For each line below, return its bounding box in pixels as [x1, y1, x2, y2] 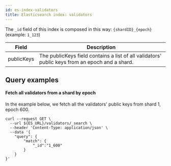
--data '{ [10, 130, 31, 135]
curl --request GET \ [5, 116, 51, 122]
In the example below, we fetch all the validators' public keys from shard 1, [5, 101, 161, 107]
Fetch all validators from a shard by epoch [5, 90, 96, 96]
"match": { [23, 139, 47, 144]
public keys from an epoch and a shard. [39, 58, 134, 65]
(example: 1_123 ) [5, 31, 41, 38]
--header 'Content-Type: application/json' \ [10, 125, 108, 130]
